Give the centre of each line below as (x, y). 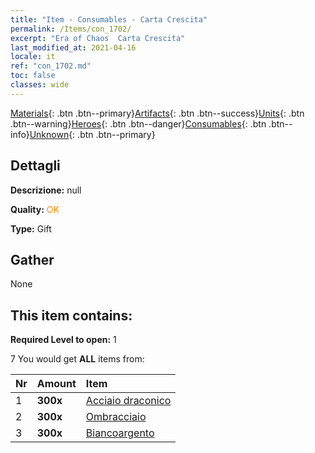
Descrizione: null (46, 190)
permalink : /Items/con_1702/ (71, 29)
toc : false (33, 76)
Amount (56, 384)
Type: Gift (31, 228)
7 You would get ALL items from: (77, 359)
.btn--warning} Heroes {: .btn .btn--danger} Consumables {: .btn (138, 123)
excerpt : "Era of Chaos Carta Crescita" (98, 38)
